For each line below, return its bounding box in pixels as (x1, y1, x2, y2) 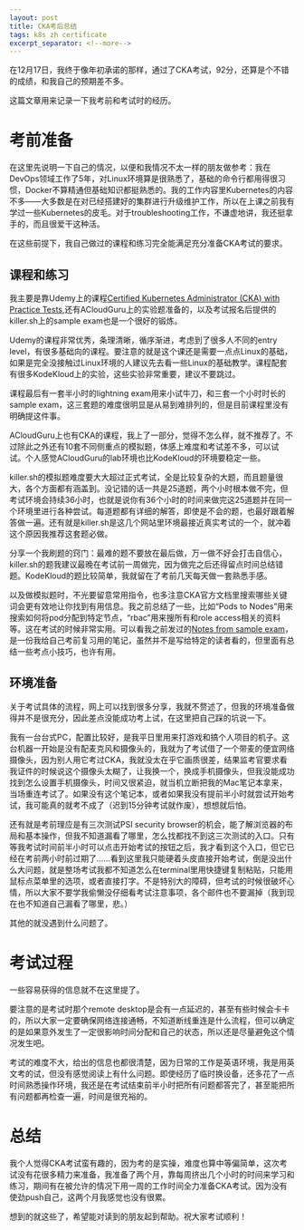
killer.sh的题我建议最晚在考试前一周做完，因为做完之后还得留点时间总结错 (9, 559, 284, 569)
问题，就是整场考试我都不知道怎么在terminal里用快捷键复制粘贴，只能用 (24, 864, 294, 875)
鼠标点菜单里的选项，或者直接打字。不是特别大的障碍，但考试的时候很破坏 (9, 876, 287, 886)
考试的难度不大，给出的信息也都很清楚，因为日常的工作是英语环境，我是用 (9, 1057, 287, 1068)
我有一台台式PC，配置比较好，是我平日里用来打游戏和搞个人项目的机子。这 (9, 731, 290, 742)
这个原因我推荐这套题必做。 (9, 528, 113, 539)
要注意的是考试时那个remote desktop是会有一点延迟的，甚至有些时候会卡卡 (9, 1003, 290, 1014)
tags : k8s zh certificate (9, 30, 107, 39)
